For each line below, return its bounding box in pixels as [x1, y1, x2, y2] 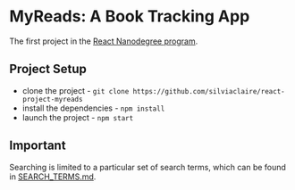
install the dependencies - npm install [21, 103, 165, 113]
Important [9, 138, 66, 153]
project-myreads [21, 95, 83, 103]
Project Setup [9, 62, 88, 77]
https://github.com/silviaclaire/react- [132, 87, 285, 95]
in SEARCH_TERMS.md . [9, 171, 97, 182]
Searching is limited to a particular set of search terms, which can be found [9, 161, 286, 172]
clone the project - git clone [21, 85, 130, 95]
